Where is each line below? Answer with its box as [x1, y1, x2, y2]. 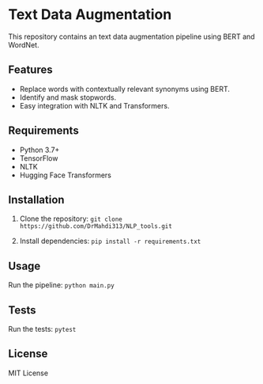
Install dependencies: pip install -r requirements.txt [19, 236, 201, 246]
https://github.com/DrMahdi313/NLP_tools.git [19, 222, 172, 230]
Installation [8, 192, 65, 207]
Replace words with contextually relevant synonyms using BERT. [19, 84, 231, 93]
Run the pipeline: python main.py [8, 280, 115, 290]
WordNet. [8, 40, 39, 49]
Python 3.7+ [19, 145, 60, 154]
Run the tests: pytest [8, 325, 77, 333]
